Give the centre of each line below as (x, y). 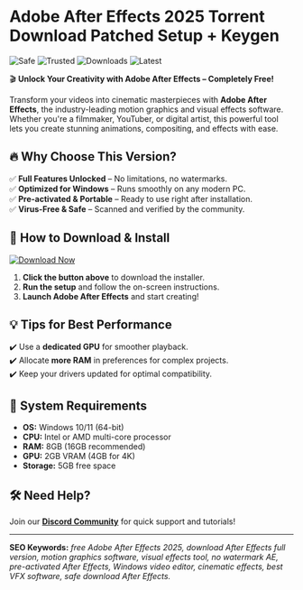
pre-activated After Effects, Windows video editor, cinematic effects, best (146, 567)
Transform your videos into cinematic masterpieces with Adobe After (138, 99)
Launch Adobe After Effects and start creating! (111, 296)
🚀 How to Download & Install (90, 238)
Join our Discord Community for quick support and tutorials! (123, 521)
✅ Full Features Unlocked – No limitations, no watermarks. (119, 179)
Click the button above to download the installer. (114, 277)
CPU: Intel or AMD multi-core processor (96, 437)
